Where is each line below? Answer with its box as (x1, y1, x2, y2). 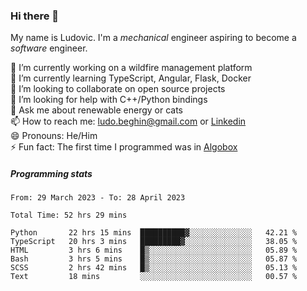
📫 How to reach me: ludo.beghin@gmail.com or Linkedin (10, 115, 247, 128)
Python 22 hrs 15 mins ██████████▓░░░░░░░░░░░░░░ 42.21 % (10, 228, 298, 238)
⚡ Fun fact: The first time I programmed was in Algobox (10, 141, 238, 153)
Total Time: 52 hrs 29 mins (10, 210, 128, 221)
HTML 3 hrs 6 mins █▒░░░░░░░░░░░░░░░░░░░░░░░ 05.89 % (10, 245, 298, 256)
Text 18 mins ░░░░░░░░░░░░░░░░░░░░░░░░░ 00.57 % (10, 272, 298, 282)
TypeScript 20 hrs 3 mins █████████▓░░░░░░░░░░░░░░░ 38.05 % (10, 237, 298, 247)
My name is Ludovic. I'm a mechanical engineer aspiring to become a (10, 32, 297, 44)
